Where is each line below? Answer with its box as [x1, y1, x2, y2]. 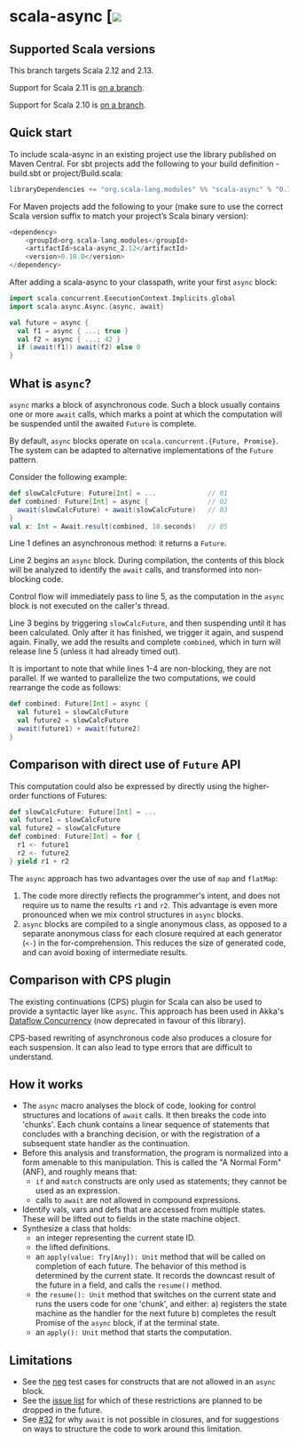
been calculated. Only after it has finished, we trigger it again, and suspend [9, 627, 284, 638]
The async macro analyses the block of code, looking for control [21, 1100, 256, 1112]
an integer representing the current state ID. [35, 1232, 196, 1243]
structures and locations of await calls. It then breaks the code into [21, 1110, 267, 1120]
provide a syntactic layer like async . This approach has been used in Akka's [9, 1006, 285, 1016]
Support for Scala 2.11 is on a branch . [9, 83, 145, 92]
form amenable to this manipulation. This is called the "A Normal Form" [21, 1157, 282, 1168]
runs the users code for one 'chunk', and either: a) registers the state [35, 1299, 287, 1310]
